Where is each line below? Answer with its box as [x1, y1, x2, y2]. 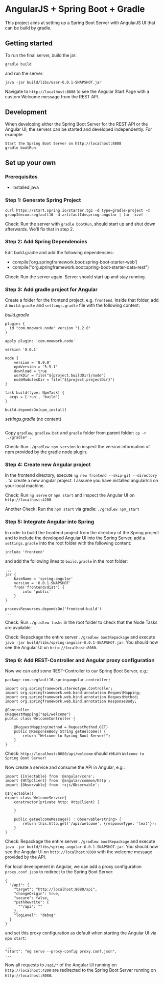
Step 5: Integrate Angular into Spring [5, 519, 94, 525]
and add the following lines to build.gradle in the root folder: [5, 558, 128, 564]
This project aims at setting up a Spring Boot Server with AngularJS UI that [5, 20, 156, 26]
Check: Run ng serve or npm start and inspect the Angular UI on [5, 492, 135, 498]
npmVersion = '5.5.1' [14, 365, 58, 370]
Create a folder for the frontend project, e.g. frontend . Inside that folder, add [5, 297, 159, 303]
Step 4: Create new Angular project [5, 461, 91, 468]
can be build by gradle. [5, 25, 51, 30]
